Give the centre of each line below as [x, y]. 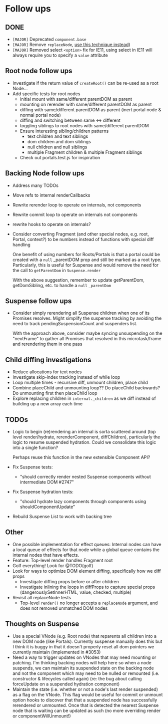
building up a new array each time [47, 404]
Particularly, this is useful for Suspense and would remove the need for [85, 265]
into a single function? [35, 448]
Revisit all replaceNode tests [42, 597]
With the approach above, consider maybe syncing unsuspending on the [87, 333]
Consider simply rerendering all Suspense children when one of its [81, 313]
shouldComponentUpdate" [47, 507]
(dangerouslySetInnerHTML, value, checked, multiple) [75, 592]
